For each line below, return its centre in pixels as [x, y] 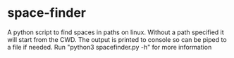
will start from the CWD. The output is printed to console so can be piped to [117, 39]
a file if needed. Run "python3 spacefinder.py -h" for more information [110, 47]
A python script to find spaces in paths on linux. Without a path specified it [116, 32]
